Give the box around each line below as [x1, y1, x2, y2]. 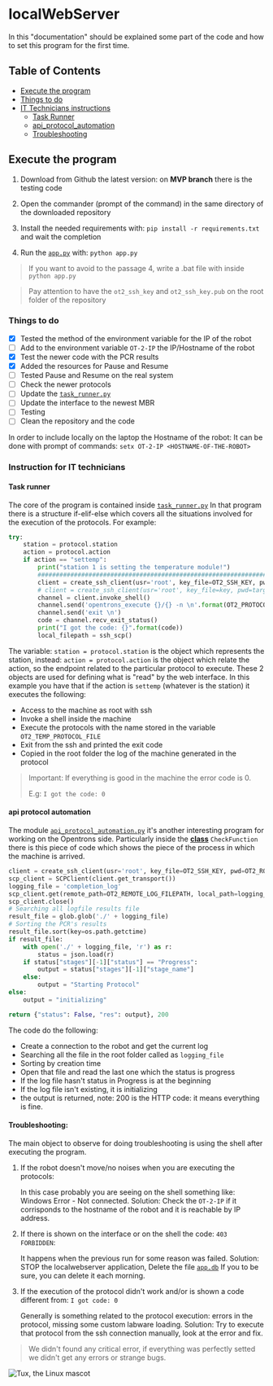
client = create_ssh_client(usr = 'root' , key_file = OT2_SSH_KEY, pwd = [8, 867, 245, 875]
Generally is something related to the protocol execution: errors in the [19, 1310, 253, 1320]
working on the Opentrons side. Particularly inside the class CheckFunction [8, 834, 258, 844]
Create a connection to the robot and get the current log [19, 1041, 209, 1050]
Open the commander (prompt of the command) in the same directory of [19, 199, 264, 208]
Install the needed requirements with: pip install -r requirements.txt [19, 223, 260, 233]
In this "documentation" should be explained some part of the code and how [8, 32, 264, 42]
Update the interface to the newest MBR [19, 398, 155, 408]
